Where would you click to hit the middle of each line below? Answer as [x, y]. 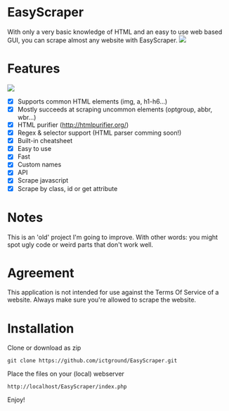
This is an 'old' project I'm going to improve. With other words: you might [113, 237]
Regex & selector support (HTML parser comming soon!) [99, 133]
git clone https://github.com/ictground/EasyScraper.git [92, 361]
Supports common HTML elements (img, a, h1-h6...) [92, 101]
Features [34, 69]
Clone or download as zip [44, 348]
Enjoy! [17, 400]
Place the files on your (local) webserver [66, 374]
